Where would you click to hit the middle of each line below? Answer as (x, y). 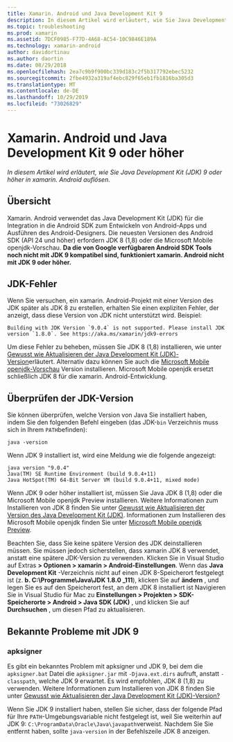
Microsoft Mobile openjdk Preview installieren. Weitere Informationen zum (113, 501)
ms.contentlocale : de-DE (43, 91)
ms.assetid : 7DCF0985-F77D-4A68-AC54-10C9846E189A (82, 40)
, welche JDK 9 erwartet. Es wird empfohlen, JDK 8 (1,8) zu (120, 681)
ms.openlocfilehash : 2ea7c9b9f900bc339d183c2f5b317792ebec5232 (101, 71)
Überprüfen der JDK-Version (70, 398)
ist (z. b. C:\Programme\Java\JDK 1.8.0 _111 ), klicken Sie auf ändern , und (113, 580)
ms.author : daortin (35, 59)
